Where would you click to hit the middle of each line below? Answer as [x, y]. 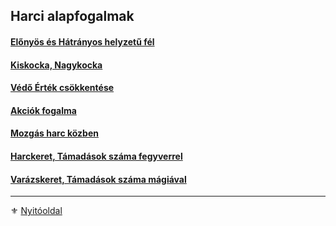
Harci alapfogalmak [72, 16]
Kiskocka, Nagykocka [56, 65]
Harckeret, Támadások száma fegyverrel [96, 156]
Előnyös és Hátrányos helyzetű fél [82, 41]
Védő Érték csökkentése [62, 88]
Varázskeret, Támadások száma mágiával [98, 179]
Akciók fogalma [43, 110]
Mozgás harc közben [54, 133]
